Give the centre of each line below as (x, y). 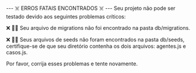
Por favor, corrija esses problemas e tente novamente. (72, 64)
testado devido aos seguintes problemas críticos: (66, 17)
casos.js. (17, 52)
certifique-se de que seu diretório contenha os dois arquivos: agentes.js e (96, 46)
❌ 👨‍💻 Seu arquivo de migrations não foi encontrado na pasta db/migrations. (98, 28)
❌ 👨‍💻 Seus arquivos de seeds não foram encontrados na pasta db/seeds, (95, 39)
